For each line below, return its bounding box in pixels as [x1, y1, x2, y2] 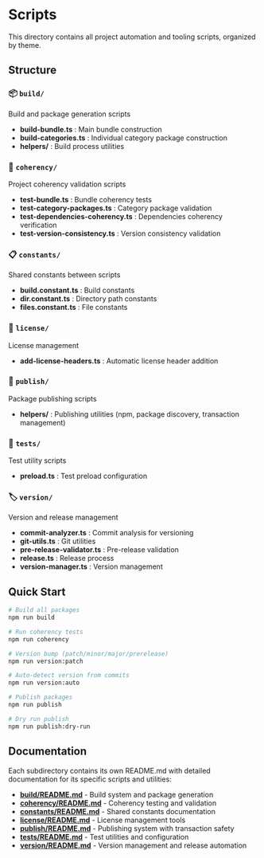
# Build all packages [8, 606, 80, 614]
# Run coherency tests [8, 628, 83, 636]
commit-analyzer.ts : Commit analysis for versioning [19, 528, 194, 538]
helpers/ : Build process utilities [19, 141, 125, 151]
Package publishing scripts [8, 394, 97, 403]
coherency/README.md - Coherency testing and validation [19, 798, 217, 808]
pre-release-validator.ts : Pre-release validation [19, 545, 179, 554]
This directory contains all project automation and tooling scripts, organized [8, 32, 256, 41]
